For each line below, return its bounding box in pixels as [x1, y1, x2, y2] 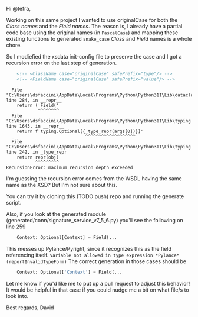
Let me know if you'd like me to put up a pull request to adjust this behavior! [6, 280, 190, 287]
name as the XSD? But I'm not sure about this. [6, 181, 118, 188]
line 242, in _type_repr [6, 149, 67, 155]
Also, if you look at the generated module [6, 210, 107, 218]
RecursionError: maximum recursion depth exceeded [6, 164, 133, 170]
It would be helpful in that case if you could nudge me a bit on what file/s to [6, 286, 190, 293]
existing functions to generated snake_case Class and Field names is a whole [6, 35, 192, 42]
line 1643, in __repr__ [6, 123, 65, 129]
